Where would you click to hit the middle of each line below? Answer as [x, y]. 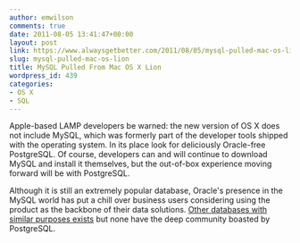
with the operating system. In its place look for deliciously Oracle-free [137, 145]
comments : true [37, 26]
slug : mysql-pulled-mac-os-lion [69, 59]
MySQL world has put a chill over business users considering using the [140, 200]
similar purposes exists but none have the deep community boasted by [140, 219]
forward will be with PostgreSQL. [70, 173]
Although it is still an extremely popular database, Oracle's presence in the [146, 191]
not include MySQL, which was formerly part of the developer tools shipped [149, 136]
